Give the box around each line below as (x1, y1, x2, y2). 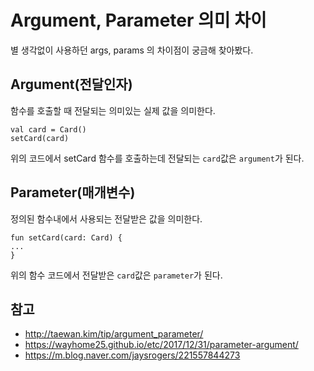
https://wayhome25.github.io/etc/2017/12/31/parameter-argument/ (24, 339, 299, 351)
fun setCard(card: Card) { (10, 232, 123, 243)
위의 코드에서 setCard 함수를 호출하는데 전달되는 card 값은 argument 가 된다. (10, 152, 305, 164)
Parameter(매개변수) (10, 184, 136, 201)
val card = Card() (10, 124, 87, 135)
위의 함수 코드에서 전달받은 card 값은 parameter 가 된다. (10, 269, 223, 281)
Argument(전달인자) (10, 76, 133, 93)
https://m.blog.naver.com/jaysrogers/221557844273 (24, 349, 241, 361)
